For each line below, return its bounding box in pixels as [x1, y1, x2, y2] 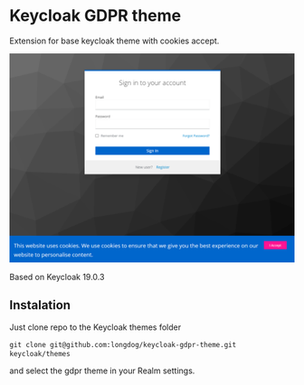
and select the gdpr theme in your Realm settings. [9, 365, 195, 376]
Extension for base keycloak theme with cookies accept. [9, 35, 220, 46]
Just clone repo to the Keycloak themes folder [9, 322, 182, 333]
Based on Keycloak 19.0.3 [9, 272, 105, 283]
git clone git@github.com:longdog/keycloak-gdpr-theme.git [9, 340, 237, 349]
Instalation [9, 297, 71, 313]
